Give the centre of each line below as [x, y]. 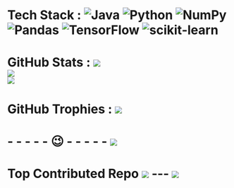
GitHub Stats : [49, 63]
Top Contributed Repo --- [88, 174]
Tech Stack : [44, 15]
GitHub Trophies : [60, 109]
